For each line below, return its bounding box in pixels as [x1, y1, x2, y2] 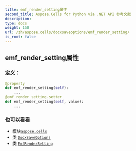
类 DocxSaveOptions [12, 134, 51, 140]
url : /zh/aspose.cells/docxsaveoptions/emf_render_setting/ [5, 30, 130, 35]
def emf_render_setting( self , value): [5, 99, 84, 104]
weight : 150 [5, 25, 29, 30]
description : [5, 16, 32, 21]
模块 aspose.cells [12, 128, 47, 134]
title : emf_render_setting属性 [5, 7, 67, 12]
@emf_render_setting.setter [5, 95, 62, 100]
